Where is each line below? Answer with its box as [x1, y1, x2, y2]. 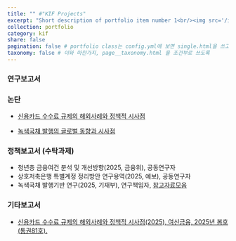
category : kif [7, 30, 49, 37]
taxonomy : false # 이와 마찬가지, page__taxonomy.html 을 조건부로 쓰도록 [7, 50, 211, 57]
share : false [7, 37, 46, 44]
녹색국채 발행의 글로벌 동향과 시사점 [17, 127, 116, 136]
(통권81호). [17, 226, 48, 235]
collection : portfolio [7, 23, 74, 30]
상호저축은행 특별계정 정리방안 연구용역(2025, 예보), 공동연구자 [17, 172, 191, 181]
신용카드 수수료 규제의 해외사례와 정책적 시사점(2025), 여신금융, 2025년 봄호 [17, 217, 228, 226]
